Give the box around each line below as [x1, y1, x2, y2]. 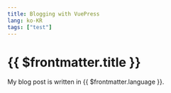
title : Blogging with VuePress [7, 10, 100, 18]
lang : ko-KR [7, 17, 43, 24]
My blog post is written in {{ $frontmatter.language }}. [7, 77, 165, 86]
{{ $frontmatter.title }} [7, 54, 141, 70]
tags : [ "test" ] [7, 23, 53, 31]
